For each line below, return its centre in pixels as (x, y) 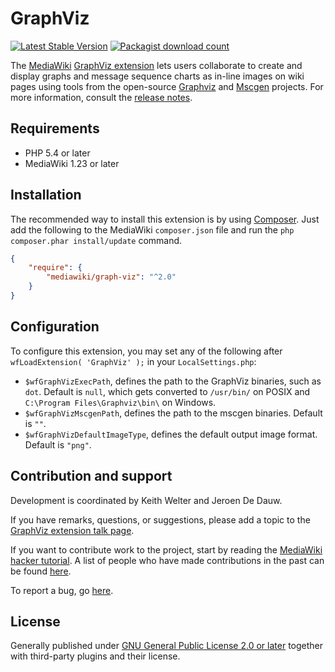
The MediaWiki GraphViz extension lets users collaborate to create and (156, 65)
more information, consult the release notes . (101, 97)
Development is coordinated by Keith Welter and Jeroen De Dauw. (146, 500)
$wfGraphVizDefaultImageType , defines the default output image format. (171, 434)
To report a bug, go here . (62, 590)
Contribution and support (91, 476)
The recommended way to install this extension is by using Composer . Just (165, 219)
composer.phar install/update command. (96, 240)
